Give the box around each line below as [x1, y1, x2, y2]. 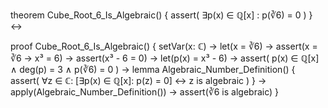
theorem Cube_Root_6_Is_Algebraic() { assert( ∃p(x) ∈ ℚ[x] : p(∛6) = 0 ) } [10, 9, 313, 21]
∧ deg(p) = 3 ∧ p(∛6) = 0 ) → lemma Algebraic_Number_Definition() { [10, 64, 296, 75]
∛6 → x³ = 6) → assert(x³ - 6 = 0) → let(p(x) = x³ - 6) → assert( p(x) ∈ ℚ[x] [10, 52, 320, 64]
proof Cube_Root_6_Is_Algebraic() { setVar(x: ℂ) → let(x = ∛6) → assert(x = [10, 40, 318, 52]
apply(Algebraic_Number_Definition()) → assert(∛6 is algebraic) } [10, 86, 280, 98]
